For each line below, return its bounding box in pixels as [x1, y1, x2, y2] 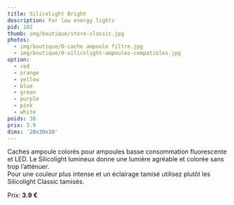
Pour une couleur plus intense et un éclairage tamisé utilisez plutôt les [7, 170, 211, 178]
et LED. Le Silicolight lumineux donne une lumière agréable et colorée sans [7, 155, 224, 163]
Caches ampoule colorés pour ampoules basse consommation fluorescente [7, 147, 227, 156]
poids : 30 [7, 115, 37, 122]
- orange [13, 69, 39, 76]
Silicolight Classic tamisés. [7, 178, 85, 186]
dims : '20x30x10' [7, 128, 58, 135]
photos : [7, 37, 30, 44]
